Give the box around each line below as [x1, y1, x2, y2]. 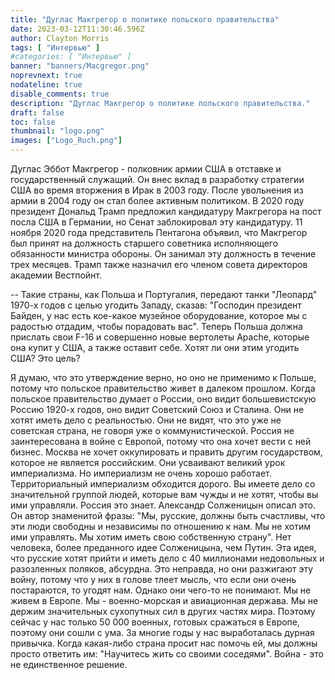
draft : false [10, 107, 65, 118]
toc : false [10, 117, 56, 127]
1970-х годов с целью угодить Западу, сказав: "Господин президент [10, 299, 302, 311]
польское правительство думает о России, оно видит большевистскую [10, 393, 317, 405]
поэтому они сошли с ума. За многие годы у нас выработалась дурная [10, 627, 315, 638]
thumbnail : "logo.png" [10, 126, 105, 136]
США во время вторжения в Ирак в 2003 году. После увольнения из [10, 184, 304, 196]
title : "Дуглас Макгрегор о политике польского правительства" [10, 14, 280, 25]
